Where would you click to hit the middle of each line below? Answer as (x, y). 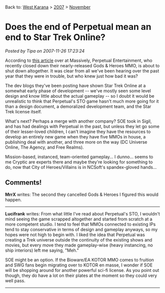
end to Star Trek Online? (55, 38)
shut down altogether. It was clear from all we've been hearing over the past (82, 71)
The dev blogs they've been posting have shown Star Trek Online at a (75, 85)
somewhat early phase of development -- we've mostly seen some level (78, 91)
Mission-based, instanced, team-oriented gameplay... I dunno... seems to (79, 157)
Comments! (23, 183)
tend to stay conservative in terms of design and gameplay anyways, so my (82, 229)
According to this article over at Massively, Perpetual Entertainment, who (79, 60)
